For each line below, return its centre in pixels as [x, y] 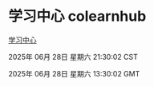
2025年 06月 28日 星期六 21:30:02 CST [73, 57]
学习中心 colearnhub [77, 16]
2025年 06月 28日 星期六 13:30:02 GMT [74, 73]
